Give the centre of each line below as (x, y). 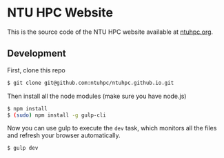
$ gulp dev (23, 148)
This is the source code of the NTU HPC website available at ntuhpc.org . (110, 32)
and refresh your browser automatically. (64, 135)
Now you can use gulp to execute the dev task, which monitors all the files (112, 128)
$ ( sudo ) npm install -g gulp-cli (57, 115)
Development (37, 53)
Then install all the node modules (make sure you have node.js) (97, 96)
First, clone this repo (36, 70)
